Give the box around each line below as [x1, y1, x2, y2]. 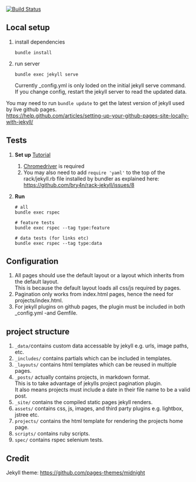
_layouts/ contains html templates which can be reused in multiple [14, 361, 177, 368]
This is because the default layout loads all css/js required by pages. [14, 284, 181, 291]
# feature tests [14, 219, 55, 225]
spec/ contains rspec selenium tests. [14, 437, 104, 444]
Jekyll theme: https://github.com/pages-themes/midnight [6, 469, 145, 476]
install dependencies [14, 38, 65, 45]
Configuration [6, 257, 59, 267]
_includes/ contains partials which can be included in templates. [14, 355, 172, 362]
